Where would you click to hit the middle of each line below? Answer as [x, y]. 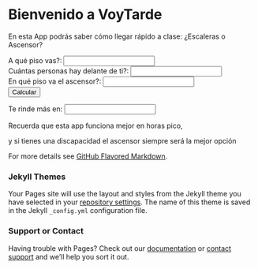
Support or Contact [46, 231]
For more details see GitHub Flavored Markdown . [88, 156]
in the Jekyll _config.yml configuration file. [78, 211]
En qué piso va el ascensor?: [55, 81]
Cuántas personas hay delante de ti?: [69, 71]
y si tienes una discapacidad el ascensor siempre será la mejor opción [122, 140]
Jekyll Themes [37, 177]
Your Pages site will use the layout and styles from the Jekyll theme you [125, 194]
